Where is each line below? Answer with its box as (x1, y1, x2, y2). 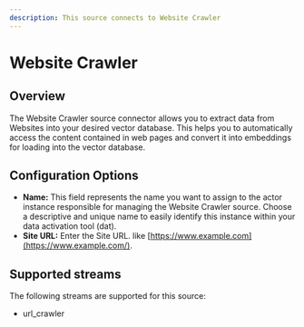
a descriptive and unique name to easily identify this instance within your (22, 211, 296, 223)
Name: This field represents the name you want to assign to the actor (22, 192, 283, 203)
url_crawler (22, 308, 65, 319)
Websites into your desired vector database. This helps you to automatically (9, 122, 293, 133)
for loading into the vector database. (9, 142, 146, 153)
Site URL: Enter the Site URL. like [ (22, 231, 152, 242)
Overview (9, 88, 66, 104)
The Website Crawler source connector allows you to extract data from (9, 113, 275, 124)
